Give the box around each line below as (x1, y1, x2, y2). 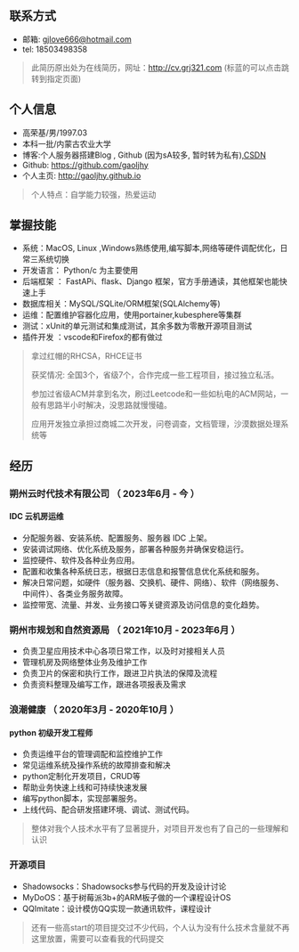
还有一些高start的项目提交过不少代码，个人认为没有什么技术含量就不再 (30, 922, 290, 932)
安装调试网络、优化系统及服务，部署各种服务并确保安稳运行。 (21, 543, 249, 554)
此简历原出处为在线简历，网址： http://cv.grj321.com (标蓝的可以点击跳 (30, 61, 290, 73)
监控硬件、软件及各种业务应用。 (21, 555, 140, 566)
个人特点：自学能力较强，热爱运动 (30, 189, 157, 199)
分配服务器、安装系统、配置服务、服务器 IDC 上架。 (21, 533, 212, 543)
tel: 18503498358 (21, 44, 87, 54)
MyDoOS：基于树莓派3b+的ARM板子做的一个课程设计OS (21, 891, 231, 902)
